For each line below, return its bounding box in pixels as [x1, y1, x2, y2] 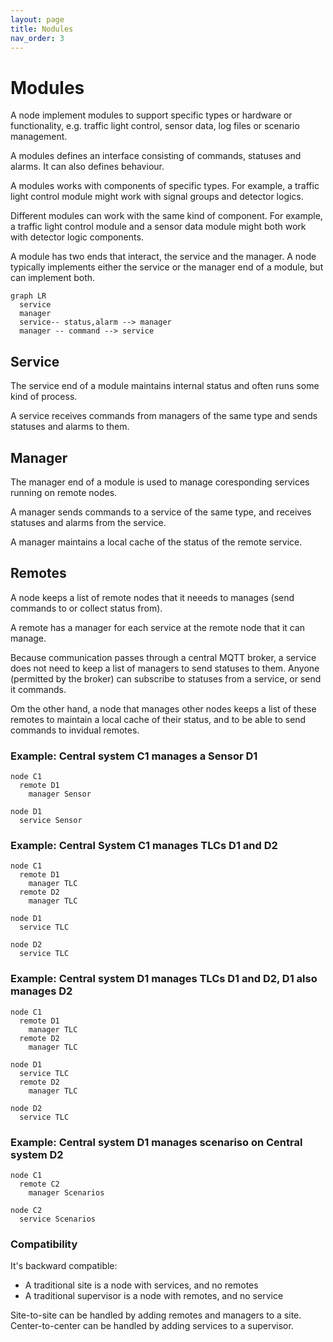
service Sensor [19, 816, 83, 826]
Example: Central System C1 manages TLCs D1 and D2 [10, 838, 278, 852]
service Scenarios [19, 1214, 97, 1224]
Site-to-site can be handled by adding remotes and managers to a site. [10, 1309, 302, 1321]
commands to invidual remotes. [10, 724, 140, 736]
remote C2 [19, 1179, 60, 1189]
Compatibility [10, 1237, 78, 1251]
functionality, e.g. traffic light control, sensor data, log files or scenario [10, 120, 300, 132]
